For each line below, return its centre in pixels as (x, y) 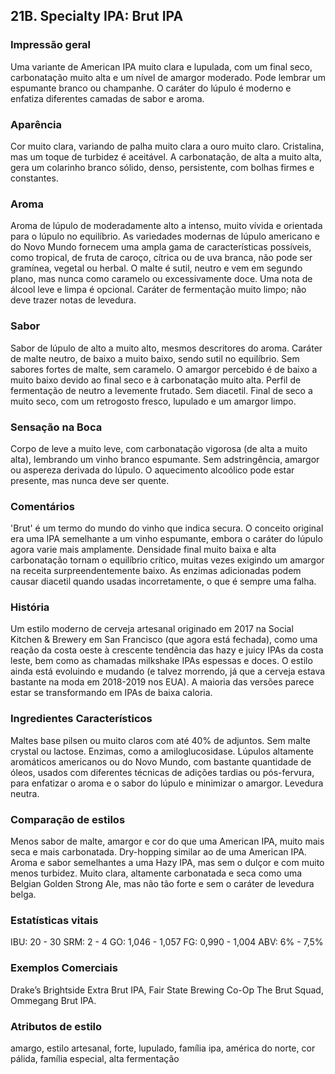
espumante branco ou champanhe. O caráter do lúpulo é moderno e (151, 88)
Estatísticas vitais (54, 920)
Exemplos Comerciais (64, 968)
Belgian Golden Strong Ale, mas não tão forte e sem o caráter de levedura (162, 884)
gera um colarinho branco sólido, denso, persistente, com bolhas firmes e (162, 167)
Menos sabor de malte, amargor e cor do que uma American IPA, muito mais (167, 841)
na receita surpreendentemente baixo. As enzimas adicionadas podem (156, 571)
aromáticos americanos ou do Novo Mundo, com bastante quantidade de (161, 761)
